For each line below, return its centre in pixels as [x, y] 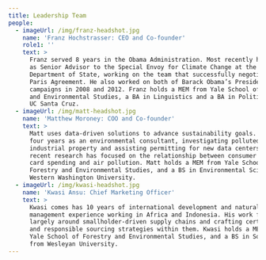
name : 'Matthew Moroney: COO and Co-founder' [99, 119]
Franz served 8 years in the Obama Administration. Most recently [141, 60]
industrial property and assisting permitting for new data [130, 148]
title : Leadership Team [47, 15]
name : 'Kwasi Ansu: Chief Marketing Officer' [99, 192]
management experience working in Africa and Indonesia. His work [141, 215]
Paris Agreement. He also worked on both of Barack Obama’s [130, 82]
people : [21, 23]
